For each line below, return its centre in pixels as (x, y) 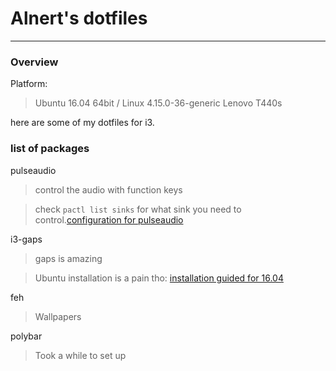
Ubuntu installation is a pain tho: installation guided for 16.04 (159, 278)
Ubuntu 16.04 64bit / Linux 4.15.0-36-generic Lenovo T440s (158, 103)
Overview (34, 62)
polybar (26, 336)
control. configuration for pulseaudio (109, 219)
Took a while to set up (80, 355)
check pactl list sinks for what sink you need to (138, 209)
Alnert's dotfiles (79, 18)
